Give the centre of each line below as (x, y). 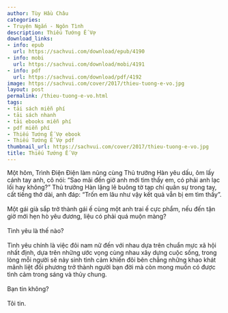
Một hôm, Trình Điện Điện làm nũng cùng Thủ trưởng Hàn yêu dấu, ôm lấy (111, 172)
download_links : (30, 39)
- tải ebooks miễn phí (39, 121)
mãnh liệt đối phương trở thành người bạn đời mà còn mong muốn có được (112, 267)
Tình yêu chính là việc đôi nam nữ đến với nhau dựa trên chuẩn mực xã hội (112, 245)
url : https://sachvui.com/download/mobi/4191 (79, 64)
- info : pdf (24, 70)
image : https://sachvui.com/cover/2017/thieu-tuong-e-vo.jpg (96, 83)
